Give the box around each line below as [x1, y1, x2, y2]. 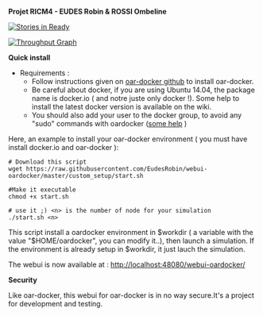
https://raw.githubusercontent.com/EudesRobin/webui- [25, 165, 208, 173]
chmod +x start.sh [8, 193, 69, 201]
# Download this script [8, 158, 87, 166]
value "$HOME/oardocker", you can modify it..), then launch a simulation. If [8, 236, 254, 245]
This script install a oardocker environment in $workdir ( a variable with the [8, 228, 254, 237]
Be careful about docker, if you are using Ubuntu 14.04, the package [31, 85, 256, 94]
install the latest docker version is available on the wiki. [31, 102, 212, 111]
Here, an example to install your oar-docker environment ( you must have [8, 134, 248, 144]
